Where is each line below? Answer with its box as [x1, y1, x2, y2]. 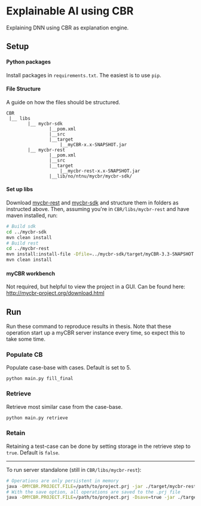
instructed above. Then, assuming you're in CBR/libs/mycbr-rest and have [6, 205, 190, 212]
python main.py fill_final [6, 376, 74, 382]
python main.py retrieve [6, 415, 68, 421]
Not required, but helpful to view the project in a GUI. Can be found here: [6, 283, 185, 290]
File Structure [6, 85, 41, 92]
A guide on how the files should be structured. [6, 98, 121, 106]
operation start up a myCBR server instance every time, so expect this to [6, 329, 185, 336]
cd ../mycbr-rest [6, 246, 50, 252]
